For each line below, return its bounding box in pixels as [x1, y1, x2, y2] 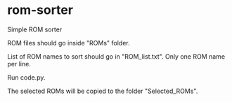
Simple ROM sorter [7, 25, 63, 34]
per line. [7, 59, 32, 68]
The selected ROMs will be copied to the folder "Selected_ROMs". [7, 87, 198, 95]
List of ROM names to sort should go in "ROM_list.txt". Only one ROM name [7, 52, 226, 61]
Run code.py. [7, 73, 46, 82]
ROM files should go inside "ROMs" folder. [7, 38, 130, 47]
